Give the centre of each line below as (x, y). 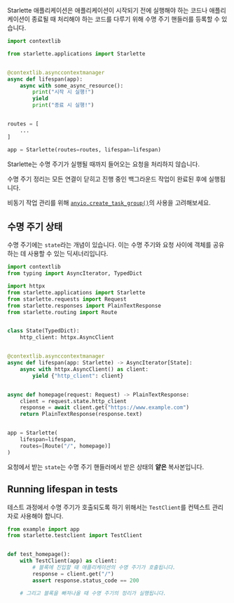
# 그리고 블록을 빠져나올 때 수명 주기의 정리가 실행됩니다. (93, 593)
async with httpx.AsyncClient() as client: (84, 369)
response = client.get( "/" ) (73, 574)
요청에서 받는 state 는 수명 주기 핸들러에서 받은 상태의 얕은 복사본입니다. (106, 467)
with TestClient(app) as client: (69, 561)
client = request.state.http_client (74, 401)
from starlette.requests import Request (67, 299)
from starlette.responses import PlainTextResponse (84, 306)
